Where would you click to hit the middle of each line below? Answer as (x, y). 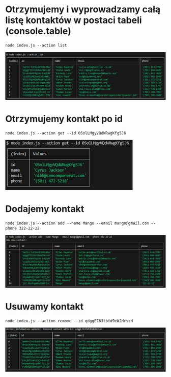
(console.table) (38, 31)
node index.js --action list (36, 45)
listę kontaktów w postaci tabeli (74, 20)
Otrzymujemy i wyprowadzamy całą (83, 9)
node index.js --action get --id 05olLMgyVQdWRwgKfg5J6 (66, 133)
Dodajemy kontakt (45, 209)
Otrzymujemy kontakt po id (64, 119)
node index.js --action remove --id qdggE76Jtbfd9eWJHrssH (69, 321)
